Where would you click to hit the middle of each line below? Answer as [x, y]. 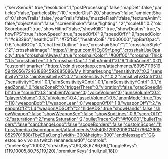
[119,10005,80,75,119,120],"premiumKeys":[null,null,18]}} [62, 151]
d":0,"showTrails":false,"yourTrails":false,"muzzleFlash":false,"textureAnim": [83, 18]
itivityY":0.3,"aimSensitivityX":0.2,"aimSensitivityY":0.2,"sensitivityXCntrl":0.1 [84, 76]
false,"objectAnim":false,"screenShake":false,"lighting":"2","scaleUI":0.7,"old [84, 23]
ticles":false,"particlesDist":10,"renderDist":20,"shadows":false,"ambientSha [83, 13]
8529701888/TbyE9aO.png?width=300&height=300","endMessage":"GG [80, 135]
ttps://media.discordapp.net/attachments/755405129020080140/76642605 [83, 130]
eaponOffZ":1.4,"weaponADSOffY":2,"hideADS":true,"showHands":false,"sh [83, 108]
